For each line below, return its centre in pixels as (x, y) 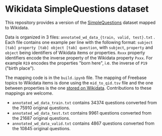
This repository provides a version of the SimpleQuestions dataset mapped (81, 22)
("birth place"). (20, 68)
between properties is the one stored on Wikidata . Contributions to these (78, 88)
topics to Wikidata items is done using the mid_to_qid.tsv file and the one (79, 83)
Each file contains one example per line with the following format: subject (79, 42)
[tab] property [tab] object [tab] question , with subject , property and (79, 47)
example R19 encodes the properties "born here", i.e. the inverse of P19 (76, 63)
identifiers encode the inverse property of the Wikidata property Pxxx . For (79, 58)
